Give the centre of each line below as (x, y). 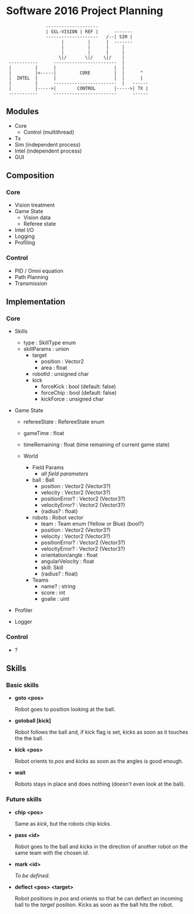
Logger (23, 622)
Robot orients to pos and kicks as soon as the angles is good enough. (99, 761)
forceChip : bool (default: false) (79, 393)
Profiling (25, 243)
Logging (25, 236)
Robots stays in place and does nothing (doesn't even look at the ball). (100, 784)
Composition (30, 176)
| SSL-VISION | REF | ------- (89, 32)
